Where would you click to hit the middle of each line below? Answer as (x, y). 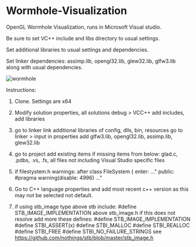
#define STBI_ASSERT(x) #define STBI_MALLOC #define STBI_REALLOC (102, 225)
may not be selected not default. (54, 195)
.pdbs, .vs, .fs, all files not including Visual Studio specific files (90, 160)
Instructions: (21, 90)
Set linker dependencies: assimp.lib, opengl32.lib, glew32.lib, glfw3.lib (91, 61)
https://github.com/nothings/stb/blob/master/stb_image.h (84, 238)
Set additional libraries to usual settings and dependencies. (78, 49)
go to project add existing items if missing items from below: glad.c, (96, 154)
